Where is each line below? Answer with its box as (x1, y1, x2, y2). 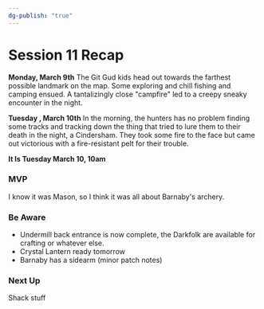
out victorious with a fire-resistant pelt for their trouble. (8, 139, 189, 148)
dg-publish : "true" (8, 11, 73, 20)
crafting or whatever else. (19, 238, 105, 248)
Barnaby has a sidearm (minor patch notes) (19, 256, 163, 265)
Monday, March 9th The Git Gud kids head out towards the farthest (8, 72, 231, 82)
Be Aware (8, 212, 46, 223)
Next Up (8, 276, 41, 287)
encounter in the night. (8, 97, 83, 108)
